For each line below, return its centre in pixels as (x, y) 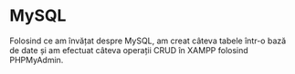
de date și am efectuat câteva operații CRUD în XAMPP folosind (129, 50)
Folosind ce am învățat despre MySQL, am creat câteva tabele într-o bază (148, 41)
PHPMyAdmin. (37, 60)
